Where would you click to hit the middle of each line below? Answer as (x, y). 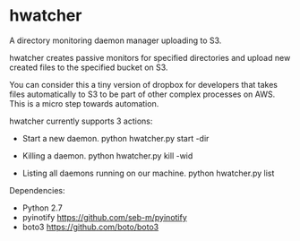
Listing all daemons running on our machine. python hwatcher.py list (148, 173)
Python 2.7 (42, 208)
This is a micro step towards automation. (84, 103)
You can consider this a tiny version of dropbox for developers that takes (143, 84)
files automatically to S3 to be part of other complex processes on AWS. (142, 94)
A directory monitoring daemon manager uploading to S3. (116, 40)
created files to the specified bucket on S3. (89, 67)
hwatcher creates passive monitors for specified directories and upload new (150, 57)
